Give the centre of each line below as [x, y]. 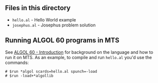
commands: [17, 62]
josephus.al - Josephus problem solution [54, 25]
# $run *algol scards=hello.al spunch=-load [51, 71]
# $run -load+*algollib [29, 76]
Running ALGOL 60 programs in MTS [62, 40]
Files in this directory [38, 8]
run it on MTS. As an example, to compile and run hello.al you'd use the [79, 57]
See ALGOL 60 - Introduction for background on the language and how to [79, 52]
